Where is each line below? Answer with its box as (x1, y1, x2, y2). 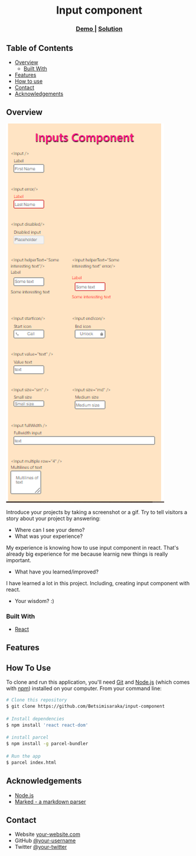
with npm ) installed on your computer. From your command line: (6, 685, 162, 692)
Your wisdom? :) (14, 597, 54, 604)
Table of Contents (6, 43, 74, 53)
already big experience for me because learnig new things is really (6, 550, 168, 557)
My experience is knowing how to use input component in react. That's (6, 544, 179, 551)
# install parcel (6, 735, 49, 740)
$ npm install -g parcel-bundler (6, 741, 89, 747)
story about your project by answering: (6, 515, 101, 522)
